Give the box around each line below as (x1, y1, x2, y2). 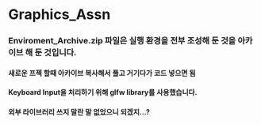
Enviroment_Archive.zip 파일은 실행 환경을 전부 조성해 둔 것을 (8, 36, 236, 47)
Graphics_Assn (8, 6, 111, 24)
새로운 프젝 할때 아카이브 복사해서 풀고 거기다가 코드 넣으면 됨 (8, 68, 196, 77)
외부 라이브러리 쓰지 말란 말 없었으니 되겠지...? (8, 107, 151, 116)
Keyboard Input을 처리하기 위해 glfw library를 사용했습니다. (8, 88, 198, 97)
